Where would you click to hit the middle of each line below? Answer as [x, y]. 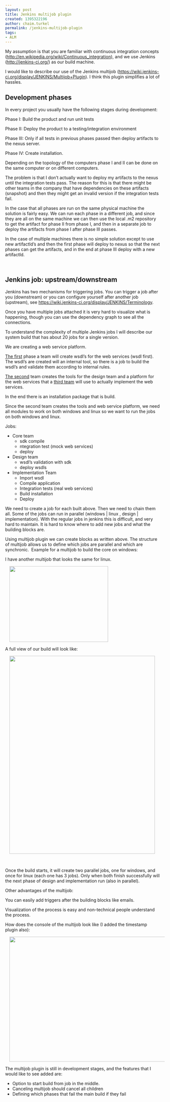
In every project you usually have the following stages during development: [81, 109]
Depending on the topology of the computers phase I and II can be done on [82, 163]
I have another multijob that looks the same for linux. [58, 559]
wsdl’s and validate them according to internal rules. [58, 367]
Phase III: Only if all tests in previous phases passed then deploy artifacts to [82, 138]
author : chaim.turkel [27, 24]
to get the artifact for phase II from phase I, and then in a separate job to [78, 224]
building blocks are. [25, 529]
